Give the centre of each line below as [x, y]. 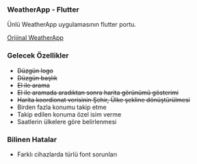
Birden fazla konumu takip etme [62, 107]
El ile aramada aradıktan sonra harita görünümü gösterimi [98, 92]
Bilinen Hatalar [32, 139]
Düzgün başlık [37, 78]
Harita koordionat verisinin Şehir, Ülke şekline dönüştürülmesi [103, 99]
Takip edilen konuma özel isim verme [69, 114]
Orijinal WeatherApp [35, 38]
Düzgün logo [35, 71]
